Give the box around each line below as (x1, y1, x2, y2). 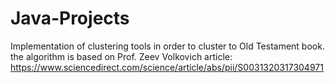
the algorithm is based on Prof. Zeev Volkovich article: (10, 50, 233, 62)
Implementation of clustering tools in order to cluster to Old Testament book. (10, 40, 325, 52)
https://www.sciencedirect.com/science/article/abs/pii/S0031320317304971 (10, 61, 324, 73)
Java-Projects (10, 7, 130, 30)
